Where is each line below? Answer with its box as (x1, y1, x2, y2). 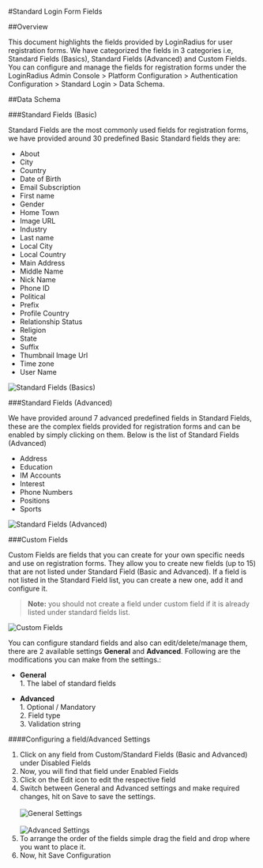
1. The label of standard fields (19, 679, 116, 688)
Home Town (19, 208, 59, 217)
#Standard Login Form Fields (8, 7, 103, 16)
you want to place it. (19, 842, 86, 851)
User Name (19, 368, 57, 376)
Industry (19, 225, 47, 234)
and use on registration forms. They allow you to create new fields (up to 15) (8, 559, 257, 568)
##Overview (8, 22, 49, 31)
